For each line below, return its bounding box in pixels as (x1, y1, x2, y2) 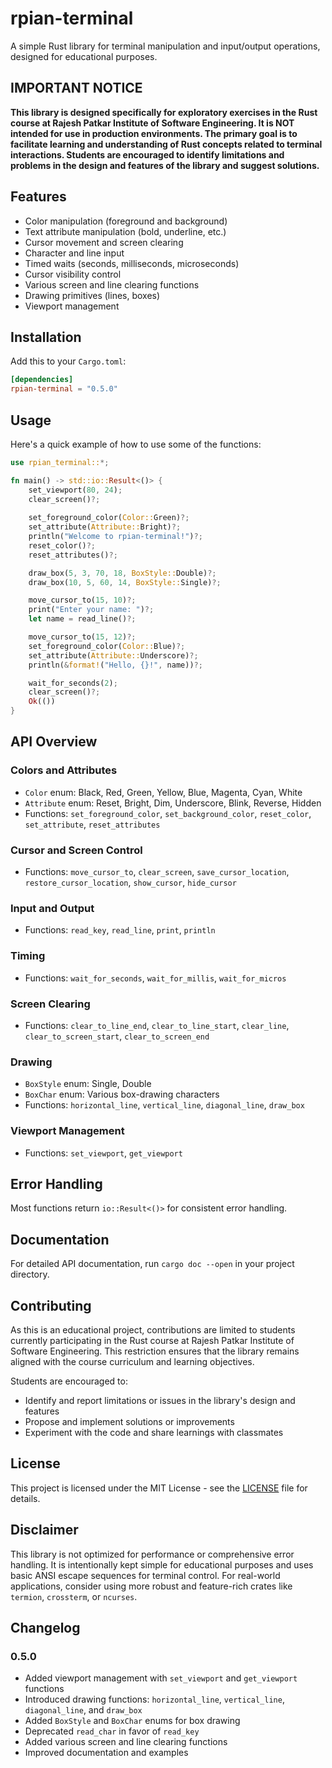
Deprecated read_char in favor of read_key (24, 1725, 200, 1737)
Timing (10, 949, 46, 963)
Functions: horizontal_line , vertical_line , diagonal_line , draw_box (24, 1099, 305, 1111)
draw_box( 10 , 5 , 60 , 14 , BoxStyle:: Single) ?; (28, 577, 222, 587)
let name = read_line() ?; (28, 614, 137, 624)
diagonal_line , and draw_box (24, 1704, 143, 1716)
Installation (10, 328, 82, 346)
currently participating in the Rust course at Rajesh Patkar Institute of (10, 1334, 295, 1346)
